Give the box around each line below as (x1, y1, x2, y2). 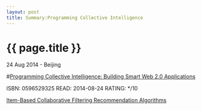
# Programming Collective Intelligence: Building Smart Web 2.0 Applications (6, 73, 196, 80)
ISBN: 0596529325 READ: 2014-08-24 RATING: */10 (6, 85, 139, 92)
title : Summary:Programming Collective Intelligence (6, 15, 143, 21)
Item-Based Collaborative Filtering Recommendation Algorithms (6, 97, 167, 104)
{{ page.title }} (6, 41, 82, 55)
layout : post (6, 9, 40, 15)
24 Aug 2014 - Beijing (6, 61, 61, 68)
